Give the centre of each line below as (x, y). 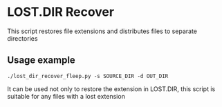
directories (22, 38)
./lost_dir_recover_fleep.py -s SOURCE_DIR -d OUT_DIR (88, 76)
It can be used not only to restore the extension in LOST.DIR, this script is (111, 89)
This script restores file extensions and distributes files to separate (102, 31)
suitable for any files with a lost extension (66, 96)
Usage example (41, 60)
